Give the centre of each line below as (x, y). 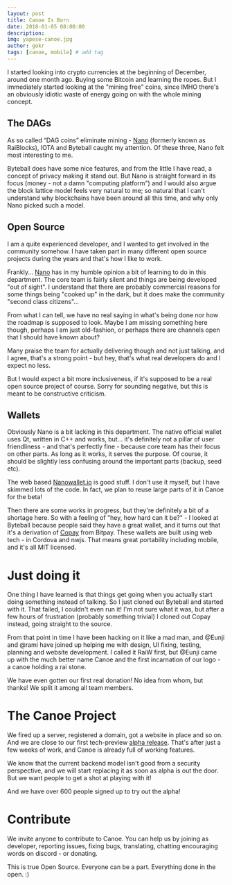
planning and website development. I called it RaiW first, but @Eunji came (112, 652)
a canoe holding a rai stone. (47, 667)
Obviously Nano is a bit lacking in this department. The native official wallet (114, 432)
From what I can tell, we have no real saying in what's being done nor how (113, 315)
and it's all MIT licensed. (42, 547)
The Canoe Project (62, 716)
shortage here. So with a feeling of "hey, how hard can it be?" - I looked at (113, 518)
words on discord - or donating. (53, 854)
